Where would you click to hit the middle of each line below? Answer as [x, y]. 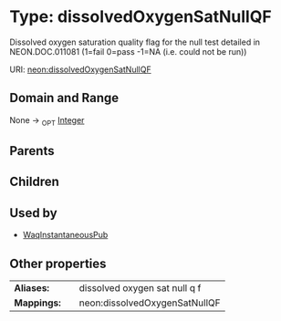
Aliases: [32, 287]
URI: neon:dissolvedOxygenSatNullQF [81, 69]
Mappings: [38, 303]
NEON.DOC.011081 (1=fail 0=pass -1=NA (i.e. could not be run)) [128, 51]
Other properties [58, 263]
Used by [33, 213]
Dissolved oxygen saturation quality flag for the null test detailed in [135, 42]
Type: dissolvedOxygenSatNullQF [140, 17]
